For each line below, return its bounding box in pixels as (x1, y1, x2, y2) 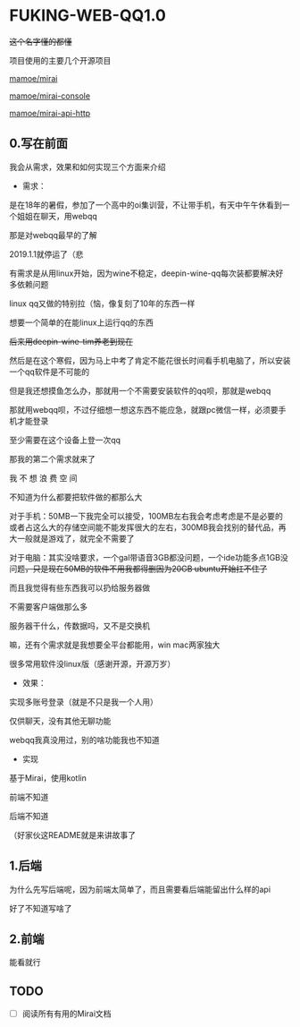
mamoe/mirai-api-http (9, 107, 91, 118)
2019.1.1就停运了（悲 (9, 248, 84, 260)
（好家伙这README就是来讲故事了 (9, 829, 137, 840)
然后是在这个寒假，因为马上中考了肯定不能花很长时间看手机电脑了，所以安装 (9, 355, 291, 365)
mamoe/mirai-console (9, 90, 91, 101)
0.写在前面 (9, 136, 69, 151)
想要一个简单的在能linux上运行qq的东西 (9, 317, 154, 328)
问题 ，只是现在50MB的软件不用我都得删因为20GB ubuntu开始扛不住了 (9, 563, 268, 574)
